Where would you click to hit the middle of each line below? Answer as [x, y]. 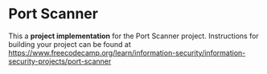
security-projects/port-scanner [60, 61]
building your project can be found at [70, 44]
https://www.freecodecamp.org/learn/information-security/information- [127, 53]
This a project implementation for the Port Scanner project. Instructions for [133, 36]
